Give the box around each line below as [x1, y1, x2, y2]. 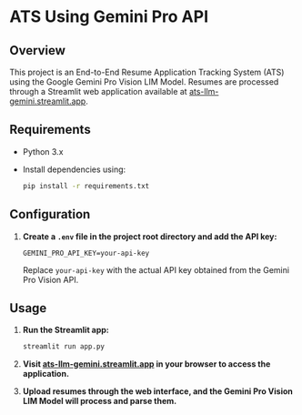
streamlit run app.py [22, 342, 105, 351]
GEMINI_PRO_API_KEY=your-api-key [22, 248, 150, 258]
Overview [9, 43, 66, 58]
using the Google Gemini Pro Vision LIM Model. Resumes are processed [9, 76, 279, 87]
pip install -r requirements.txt [22, 181, 150, 190]
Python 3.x [22, 146, 64, 157]
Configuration [9, 207, 91, 222]
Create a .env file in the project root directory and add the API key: [22, 230, 277, 242]
